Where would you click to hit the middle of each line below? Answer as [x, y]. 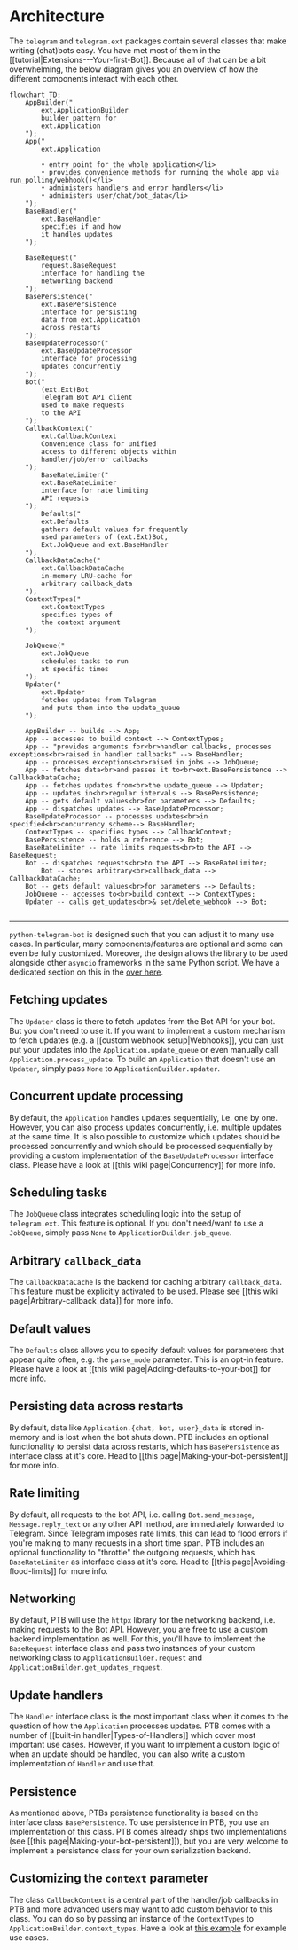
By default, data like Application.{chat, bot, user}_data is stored [131, 1427]
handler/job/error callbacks [95, 459]
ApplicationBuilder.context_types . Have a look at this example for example [148, 1928]
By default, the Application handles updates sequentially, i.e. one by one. [143, 1117]
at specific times [75, 669]
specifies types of [77, 615]
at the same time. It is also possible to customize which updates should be [145, 1136]
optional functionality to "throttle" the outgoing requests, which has [132, 1552]
